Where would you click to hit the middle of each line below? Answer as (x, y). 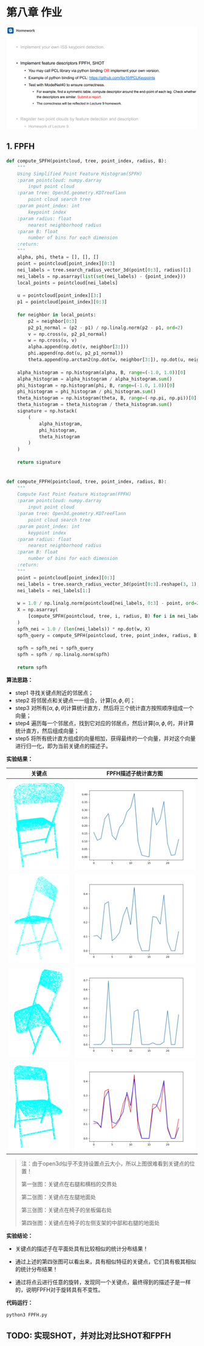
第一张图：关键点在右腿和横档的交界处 (69, 1184)
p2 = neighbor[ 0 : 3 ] (53, 321)
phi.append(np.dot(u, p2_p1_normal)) (76, 353)
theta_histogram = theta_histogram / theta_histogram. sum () (95, 405)
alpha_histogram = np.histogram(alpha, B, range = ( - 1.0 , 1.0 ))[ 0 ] (102, 372)
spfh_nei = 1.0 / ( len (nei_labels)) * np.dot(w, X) (84, 629)
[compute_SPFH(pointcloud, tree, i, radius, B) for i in (101, 616)
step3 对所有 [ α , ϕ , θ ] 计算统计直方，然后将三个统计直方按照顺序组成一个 (104, 708)
